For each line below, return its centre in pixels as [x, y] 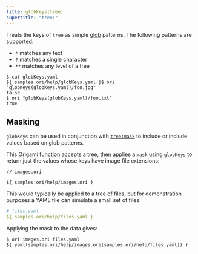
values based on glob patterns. [45, 143]
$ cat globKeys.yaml [32, 77]
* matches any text [38, 53]
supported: [20, 41]
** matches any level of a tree [52, 66]
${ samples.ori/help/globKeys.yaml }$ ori [61, 82]
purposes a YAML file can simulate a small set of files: [74, 200]
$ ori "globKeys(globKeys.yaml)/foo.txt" [59, 98]
